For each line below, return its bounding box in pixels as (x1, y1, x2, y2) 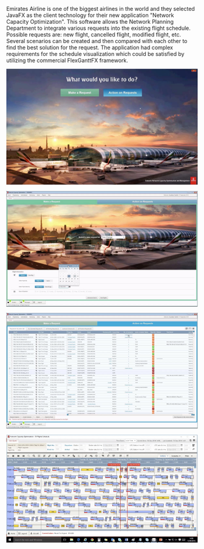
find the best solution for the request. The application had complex (6, 44, 173, 51)
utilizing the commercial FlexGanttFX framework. (6, 57, 129, 64)
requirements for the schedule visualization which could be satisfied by (6, 50, 185, 57)
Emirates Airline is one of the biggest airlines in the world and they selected (6, 5, 195, 12)
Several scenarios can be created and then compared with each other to (6, 38, 188, 44)
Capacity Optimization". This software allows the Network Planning (6, 18, 174, 25)
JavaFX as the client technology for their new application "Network (6, 12, 174, 19)
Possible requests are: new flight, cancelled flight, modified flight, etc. (6, 31, 181, 38)
